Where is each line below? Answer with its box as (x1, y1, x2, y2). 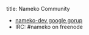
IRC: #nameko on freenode (15, 24, 84, 30)
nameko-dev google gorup (15, 17, 83, 24)
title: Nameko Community (6, 5, 70, 12)
